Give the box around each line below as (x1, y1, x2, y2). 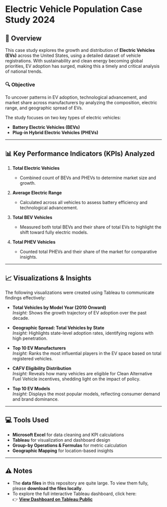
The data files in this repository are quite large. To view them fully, (12, 480, 149, 486)
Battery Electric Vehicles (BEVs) (12, 124, 81, 130)
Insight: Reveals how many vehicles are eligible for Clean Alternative (12, 370, 153, 376)
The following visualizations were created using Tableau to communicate (5, 289, 155, 295)
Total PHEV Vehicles (12, 239, 56, 245)
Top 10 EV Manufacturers (12, 345, 66, 351)
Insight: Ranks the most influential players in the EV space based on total (12, 350, 162, 356)
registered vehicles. (12, 355, 53, 361)
